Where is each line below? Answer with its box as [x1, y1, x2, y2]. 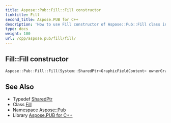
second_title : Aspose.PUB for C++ [5, 17, 79, 22]
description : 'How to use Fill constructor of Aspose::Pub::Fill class [5, 21, 160, 27]
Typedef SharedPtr [12, 96, 53, 102]
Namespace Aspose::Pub [12, 107, 66, 113]
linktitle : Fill [5, 12, 40, 17]
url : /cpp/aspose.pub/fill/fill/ [5, 36, 76, 41]
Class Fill [12, 102, 32, 108]
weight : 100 [5, 31, 31, 36]
